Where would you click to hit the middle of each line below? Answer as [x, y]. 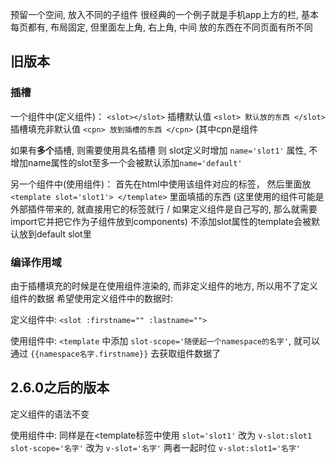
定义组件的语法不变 [50, 414]
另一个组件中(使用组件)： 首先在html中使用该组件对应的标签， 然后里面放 [161, 184]
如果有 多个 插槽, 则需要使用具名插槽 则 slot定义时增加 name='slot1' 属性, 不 [164, 150]
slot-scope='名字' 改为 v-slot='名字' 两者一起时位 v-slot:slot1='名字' [155, 447]
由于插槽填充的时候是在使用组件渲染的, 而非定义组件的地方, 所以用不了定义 [164, 285]
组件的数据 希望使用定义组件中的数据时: [91, 298]
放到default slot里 [55, 234]
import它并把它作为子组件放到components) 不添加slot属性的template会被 [161, 221]
